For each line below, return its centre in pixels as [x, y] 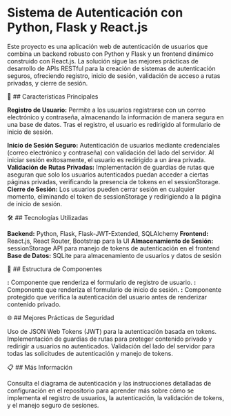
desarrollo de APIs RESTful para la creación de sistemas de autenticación [111, 68]
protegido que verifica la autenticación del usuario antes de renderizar [107, 297]
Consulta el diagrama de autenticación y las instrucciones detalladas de [109, 383]
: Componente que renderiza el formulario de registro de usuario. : [102, 282]
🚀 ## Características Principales [53, 96]
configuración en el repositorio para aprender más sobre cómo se [101, 390]
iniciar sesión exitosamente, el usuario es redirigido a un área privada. [107, 159]
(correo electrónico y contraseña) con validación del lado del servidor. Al [111, 152]
